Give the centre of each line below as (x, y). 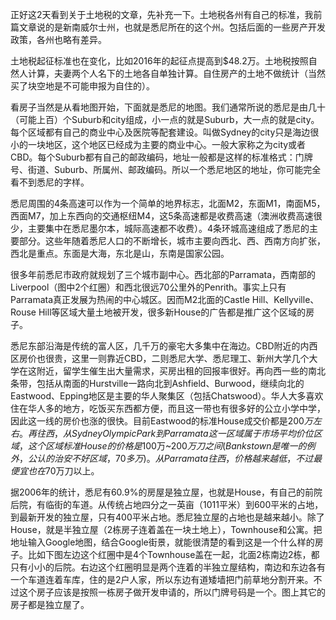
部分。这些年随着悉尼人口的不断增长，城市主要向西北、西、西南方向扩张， (172, 241)
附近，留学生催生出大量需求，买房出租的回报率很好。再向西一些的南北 (181, 371)
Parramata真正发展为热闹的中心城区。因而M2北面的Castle (130, 299)
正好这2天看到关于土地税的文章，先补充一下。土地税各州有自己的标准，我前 (166, 14)
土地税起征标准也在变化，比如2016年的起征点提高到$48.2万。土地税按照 (159, 61)
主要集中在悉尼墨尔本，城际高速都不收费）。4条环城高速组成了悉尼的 (168, 228)
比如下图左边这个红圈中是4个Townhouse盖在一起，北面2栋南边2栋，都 (173, 554)
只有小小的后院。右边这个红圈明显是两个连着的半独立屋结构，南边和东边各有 (168, 567)
